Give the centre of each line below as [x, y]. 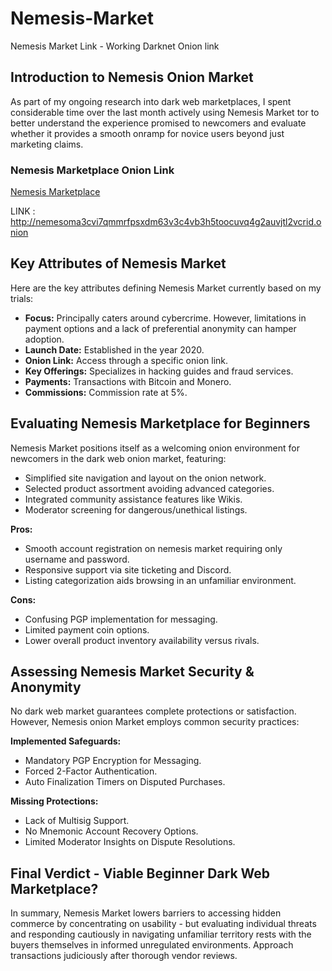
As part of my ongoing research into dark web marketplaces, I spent [151, 101]
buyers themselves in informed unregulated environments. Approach [152, 945]
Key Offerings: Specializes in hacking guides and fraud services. [159, 371]
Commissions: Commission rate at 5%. [106, 392]
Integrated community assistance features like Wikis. [133, 499]
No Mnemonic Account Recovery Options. [111, 831]
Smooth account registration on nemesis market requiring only [153, 548]
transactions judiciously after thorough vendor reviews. [124, 956]
